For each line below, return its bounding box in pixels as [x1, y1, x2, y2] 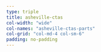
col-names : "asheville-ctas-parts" [6, 25, 96, 32]
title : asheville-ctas [6, 14, 63, 20]
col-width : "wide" [6, 20, 52, 26]
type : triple [6, 8, 39, 15]
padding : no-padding [6, 36, 58, 42]
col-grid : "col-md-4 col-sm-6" [6, 31, 85, 37]
